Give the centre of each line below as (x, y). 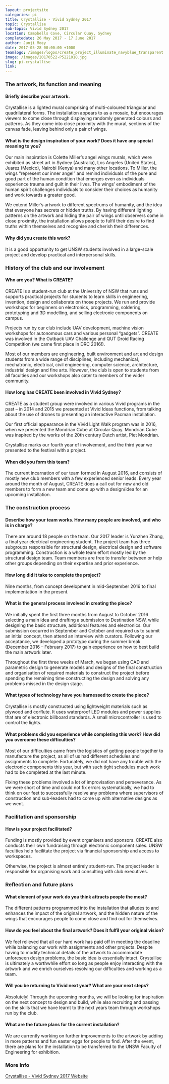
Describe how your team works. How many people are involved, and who (83, 519)
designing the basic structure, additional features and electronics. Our (78, 625)
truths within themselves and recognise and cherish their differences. (77, 227)
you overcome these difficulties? (40, 739)
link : (11, 66)
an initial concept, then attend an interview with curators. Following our (79, 636)
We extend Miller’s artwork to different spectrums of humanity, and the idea (84, 205)
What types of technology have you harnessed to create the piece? (77, 695)
